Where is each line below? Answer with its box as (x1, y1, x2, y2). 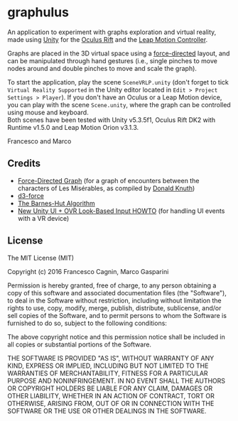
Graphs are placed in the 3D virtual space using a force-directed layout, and (7, 49, 230, 58)
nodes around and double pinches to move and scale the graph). (7, 64, 198, 72)
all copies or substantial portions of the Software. (7, 340, 151, 349)
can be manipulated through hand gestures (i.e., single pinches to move (7, 56, 218, 65)
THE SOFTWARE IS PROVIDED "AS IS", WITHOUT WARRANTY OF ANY (7, 354, 215, 362)
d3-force (17, 191, 44, 199)
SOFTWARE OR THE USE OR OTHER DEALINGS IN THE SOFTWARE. (7, 406, 207, 415)
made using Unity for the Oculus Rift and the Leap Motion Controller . (7, 35, 208, 43)
